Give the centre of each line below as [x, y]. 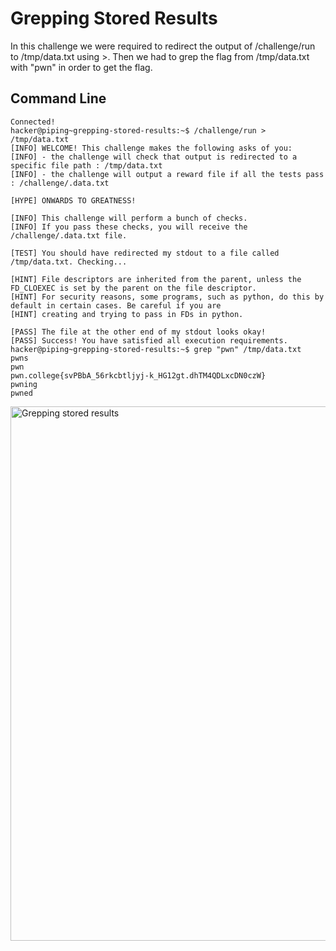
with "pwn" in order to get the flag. [81, 67]
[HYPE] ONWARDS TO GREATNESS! [73, 200]
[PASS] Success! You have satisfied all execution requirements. [149, 340]
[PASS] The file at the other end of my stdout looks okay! [138, 332]
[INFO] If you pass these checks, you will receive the [129, 227]
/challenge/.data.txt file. [69, 235]
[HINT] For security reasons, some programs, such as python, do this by [167, 297]
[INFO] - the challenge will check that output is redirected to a [154, 157]
